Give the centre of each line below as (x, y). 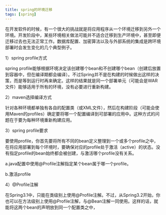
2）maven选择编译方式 (28, 97)
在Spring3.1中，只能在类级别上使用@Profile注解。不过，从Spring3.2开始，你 (83, 195)
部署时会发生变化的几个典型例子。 (40, 47)
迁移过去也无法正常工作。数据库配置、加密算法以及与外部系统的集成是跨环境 (83, 41)
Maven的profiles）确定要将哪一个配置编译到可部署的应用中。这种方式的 (82, 114)
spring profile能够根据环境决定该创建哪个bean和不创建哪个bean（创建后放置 (83, 68)
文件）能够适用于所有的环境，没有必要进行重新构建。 (59, 87)
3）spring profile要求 (27, 130)
